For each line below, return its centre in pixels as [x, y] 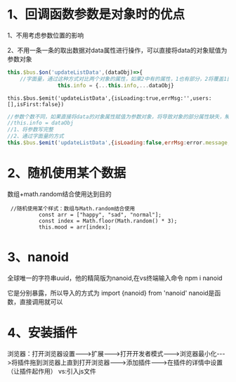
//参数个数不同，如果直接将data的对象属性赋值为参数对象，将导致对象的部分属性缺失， [116, 117]
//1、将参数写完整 [31, 130]
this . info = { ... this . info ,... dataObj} [116, 85]
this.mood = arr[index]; [75, 227]
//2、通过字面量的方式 [36, 136]
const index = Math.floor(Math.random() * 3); [108, 221]
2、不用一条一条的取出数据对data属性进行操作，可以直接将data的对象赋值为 [117, 50]
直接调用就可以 [41, 301]
